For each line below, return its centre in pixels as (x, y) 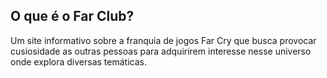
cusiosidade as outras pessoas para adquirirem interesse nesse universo (161, 51)
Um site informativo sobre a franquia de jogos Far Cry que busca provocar (163, 40)
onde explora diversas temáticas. (78, 61)
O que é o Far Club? (72, 16)
